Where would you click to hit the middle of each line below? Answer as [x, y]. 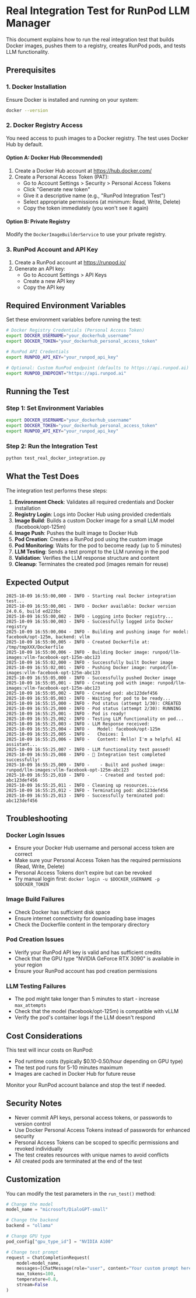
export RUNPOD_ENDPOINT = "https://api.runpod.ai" [66, 373]
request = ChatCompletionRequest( [48, 1258]
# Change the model [30, 1204]
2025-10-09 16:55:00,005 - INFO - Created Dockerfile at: [78, 642]
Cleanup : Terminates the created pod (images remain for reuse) [91, 564]
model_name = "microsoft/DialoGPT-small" [57, 1210]
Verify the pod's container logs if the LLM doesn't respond [85, 1018]
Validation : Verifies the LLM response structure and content [87, 557]
